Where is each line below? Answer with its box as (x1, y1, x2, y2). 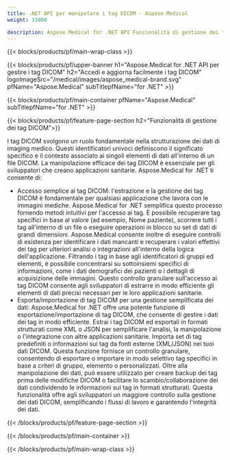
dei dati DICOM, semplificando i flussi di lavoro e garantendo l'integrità (16, 398, 217, 407)
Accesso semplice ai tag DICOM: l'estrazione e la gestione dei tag (16, 186, 203, 195)
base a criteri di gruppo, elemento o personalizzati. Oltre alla (16, 361, 188, 370)
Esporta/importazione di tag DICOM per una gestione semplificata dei (16, 296, 214, 304)
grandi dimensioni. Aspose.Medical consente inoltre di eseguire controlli (16, 230, 221, 239)
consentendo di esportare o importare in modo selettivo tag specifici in (16, 354, 218, 363)
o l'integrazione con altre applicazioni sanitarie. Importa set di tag (16, 332, 202, 341)
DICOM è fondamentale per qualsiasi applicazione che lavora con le (16, 194, 209, 202)
